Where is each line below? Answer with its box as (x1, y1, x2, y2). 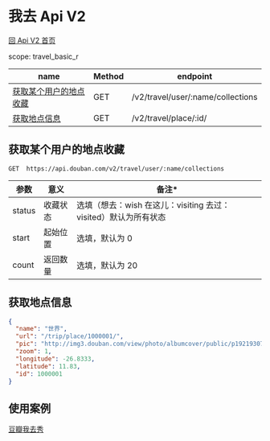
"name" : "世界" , (15, 325, 67, 333)
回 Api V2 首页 (8, 35, 56, 45)
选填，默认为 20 (76, 259, 138, 270)
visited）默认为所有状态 (76, 211, 166, 222)
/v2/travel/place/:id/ (131, 112, 207, 123)
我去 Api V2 (8, 7, 86, 26)
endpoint (176, 70, 213, 81)
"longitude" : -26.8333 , (15, 355, 95, 363)
